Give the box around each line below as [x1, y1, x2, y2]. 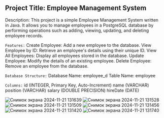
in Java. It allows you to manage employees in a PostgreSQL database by [5, 22, 154, 28]
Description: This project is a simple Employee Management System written [5, 17, 159, 23]
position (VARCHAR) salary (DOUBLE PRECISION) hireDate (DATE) [5, 87, 139, 93]
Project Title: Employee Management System [5, 4, 147, 12]
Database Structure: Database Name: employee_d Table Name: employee [5, 72, 156, 78]
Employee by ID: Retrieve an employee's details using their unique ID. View [5, 47, 157, 53]
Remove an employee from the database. [5, 63, 89, 69]
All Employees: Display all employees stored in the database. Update [5, 53, 144, 59]
